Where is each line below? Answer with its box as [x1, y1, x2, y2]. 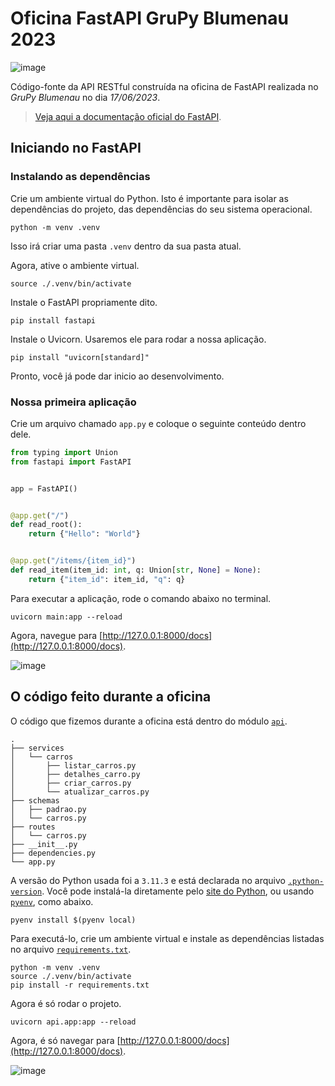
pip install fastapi [10, 315, 97, 326]
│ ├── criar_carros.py [10, 778, 132, 788]
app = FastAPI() [10, 483, 78, 494]
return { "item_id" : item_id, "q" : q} [28, 574, 186, 584]
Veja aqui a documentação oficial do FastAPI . [34, 110, 222, 122]
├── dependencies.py [10, 848, 97, 858]
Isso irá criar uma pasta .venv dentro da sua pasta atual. [10, 240, 242, 252]
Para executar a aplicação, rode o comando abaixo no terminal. [10, 592, 272, 604]
